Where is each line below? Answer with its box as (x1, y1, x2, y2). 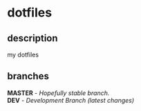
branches (7, 70, 50, 82)
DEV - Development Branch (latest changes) (7, 96, 135, 104)
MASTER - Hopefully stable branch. (7, 88, 110, 97)
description (7, 32, 58, 44)
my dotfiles (7, 50, 39, 59)
